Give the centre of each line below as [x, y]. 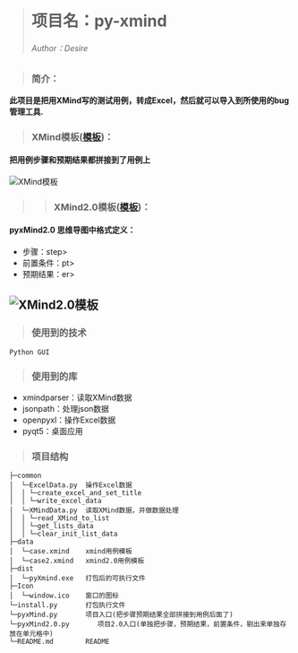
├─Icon [21, 587]
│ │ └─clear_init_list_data [64, 534]
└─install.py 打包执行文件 [68, 605]
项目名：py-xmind [99, 21]
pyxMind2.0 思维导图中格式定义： [72, 230]
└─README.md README [60, 642]
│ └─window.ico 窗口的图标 [64, 596]
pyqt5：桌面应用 [52, 431]
